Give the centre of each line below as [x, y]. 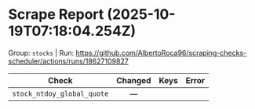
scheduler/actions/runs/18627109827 [69, 61]
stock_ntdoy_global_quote [60, 93]
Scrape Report [56, 15]
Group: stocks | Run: [41, 53]
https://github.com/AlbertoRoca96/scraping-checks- [161, 53]
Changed [134, 80]
